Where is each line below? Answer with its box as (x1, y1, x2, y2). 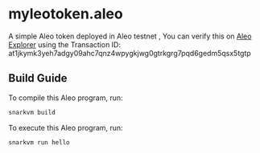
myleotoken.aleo (8, 5, 123, 23)
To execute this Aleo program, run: (8, 123, 123, 132)
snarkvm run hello (8, 138, 70, 147)
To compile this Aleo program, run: (8, 93, 123, 103)
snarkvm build (8, 108, 56, 116)
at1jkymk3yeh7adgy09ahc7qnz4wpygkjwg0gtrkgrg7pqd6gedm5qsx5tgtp (8, 48, 251, 58)
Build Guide (8, 71, 68, 85)
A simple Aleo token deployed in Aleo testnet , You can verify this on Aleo (8, 31, 252, 41)
